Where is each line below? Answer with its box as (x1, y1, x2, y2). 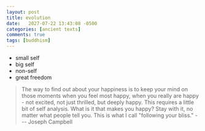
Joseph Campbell (28, 118, 72, 125)
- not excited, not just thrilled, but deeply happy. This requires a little (21, 99, 195, 106)
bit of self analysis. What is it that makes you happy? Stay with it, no (21, 105, 193, 112)
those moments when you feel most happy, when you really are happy (21, 92, 199, 99)
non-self (15, 67, 37, 74)
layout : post (6, 9, 40, 15)
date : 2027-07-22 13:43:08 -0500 (6, 20, 98, 26)
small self (15, 54, 40, 61)
